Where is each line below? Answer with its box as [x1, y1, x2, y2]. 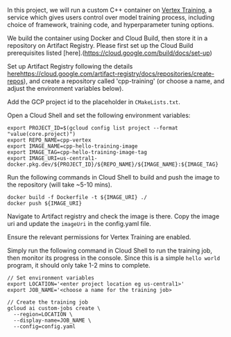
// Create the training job [7, 299, 89, 306]
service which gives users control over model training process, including [7, 13, 215, 21]
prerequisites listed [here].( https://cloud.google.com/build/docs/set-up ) [7, 49, 213, 57]
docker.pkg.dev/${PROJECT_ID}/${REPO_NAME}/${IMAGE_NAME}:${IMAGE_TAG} [7, 161, 219, 168]
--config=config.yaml [13, 323, 76, 330]
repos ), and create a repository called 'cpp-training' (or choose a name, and [7, 77, 225, 85]
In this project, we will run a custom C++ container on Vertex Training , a [7, 6, 212, 14]
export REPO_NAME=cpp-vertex [7, 137, 92, 144]
